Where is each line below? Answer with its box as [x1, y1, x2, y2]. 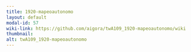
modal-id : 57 [6, 20, 39, 26]
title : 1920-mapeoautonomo [6, 8, 74, 15]
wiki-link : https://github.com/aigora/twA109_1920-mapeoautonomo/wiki [6, 25, 186, 32]
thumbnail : [6, 31, 34, 37]
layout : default [6, 14, 47, 20]
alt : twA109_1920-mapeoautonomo [6, 36, 87, 42]
